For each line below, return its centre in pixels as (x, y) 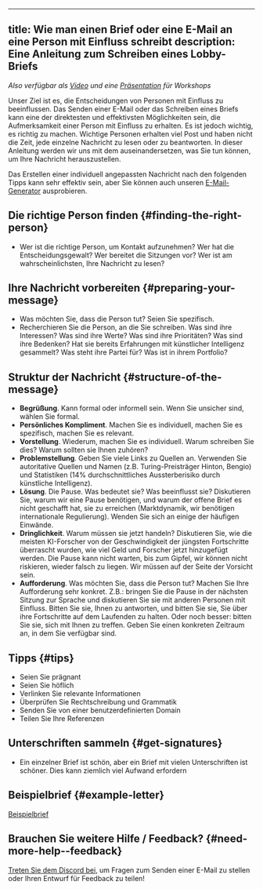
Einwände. (36, 525)
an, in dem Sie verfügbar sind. (68, 633)
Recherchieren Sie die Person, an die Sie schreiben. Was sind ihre (126, 327)
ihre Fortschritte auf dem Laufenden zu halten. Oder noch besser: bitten (135, 617)
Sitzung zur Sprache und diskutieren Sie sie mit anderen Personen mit (132, 600)
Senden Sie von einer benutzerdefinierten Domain (100, 710)
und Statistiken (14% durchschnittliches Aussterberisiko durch (120, 475)
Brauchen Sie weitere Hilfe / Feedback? (106, 839)
